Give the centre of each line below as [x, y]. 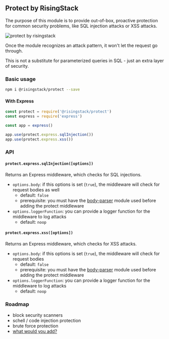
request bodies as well [36, 189]
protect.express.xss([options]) [39, 233]
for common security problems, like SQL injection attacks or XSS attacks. [81, 26]
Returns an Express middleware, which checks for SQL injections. [74, 174]
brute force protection [36, 326]
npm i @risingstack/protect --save [43, 90]
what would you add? [35, 331]
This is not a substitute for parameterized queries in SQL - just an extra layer [84, 61]
